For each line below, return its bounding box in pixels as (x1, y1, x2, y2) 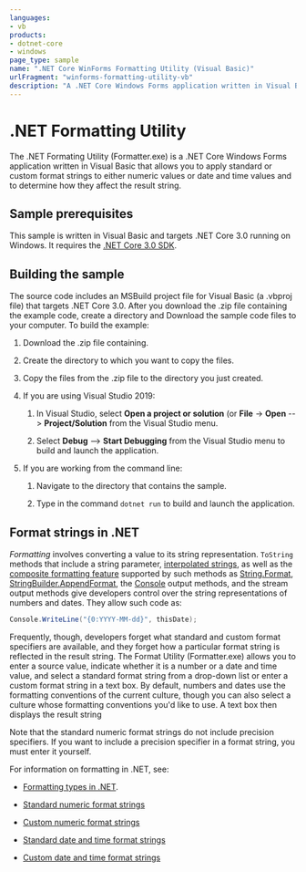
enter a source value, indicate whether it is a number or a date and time (9, 660, 278, 671)
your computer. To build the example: (9, 320, 150, 331)
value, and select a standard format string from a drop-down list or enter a (9, 670, 289, 680)
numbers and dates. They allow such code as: (9, 597, 182, 607)
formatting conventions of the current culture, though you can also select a (9, 690, 291, 701)
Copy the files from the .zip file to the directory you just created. (22, 373, 264, 384)
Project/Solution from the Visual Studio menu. (44, 418, 219, 429)
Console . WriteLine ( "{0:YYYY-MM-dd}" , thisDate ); (9, 615, 198, 624)
